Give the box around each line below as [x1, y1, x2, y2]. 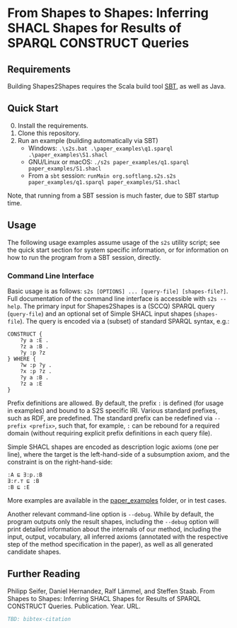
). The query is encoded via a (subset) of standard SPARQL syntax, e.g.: [20, 316, 230, 325]
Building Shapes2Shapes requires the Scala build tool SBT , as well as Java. [7, 82, 226, 90]
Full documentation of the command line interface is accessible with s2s [7, 294, 217, 302]
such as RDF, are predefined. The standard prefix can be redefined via [7, 413, 213, 422]
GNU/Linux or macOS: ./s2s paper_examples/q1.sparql [28, 157, 190, 166]
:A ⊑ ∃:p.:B [7, 471, 42, 479]
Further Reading [7, 568, 81, 580]
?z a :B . [20, 343, 50, 350]
